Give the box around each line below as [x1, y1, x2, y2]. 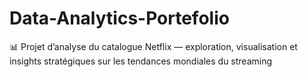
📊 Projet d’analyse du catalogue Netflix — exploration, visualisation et [9, 40, 298, 52]
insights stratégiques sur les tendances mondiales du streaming [9, 55, 273, 67]
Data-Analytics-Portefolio [9, 7, 230, 30]
